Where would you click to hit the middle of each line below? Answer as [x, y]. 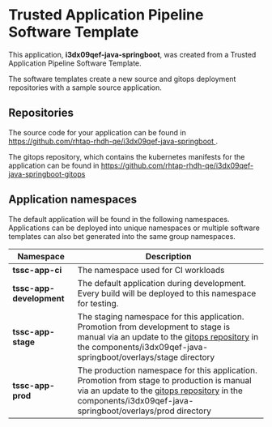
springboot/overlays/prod [126, 411]
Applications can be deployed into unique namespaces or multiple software [134, 228]
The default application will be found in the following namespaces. [119, 219]
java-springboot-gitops [47, 174]
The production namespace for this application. [167, 370]
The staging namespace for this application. [161, 316]
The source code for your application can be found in [97, 132]
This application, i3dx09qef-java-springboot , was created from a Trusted [132, 54]
